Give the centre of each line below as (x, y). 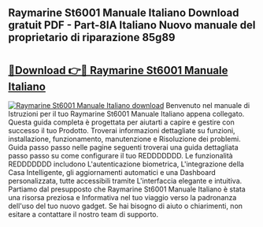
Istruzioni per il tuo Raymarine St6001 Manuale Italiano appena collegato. (126, 114)
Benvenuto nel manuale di (208, 105)
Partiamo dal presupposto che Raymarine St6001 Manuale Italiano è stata (127, 189)
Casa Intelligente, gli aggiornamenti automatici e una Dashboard (112, 172)
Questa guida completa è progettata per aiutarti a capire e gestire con (121, 122)
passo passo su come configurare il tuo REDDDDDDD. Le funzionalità (121, 156)
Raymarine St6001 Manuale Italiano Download (124, 13)
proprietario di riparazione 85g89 (92, 37)
